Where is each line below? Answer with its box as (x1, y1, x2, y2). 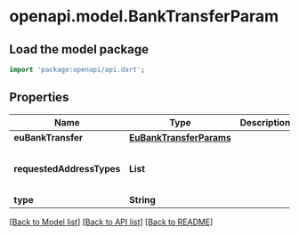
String (128, 193, 156, 206)
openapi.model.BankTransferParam (9, 6, 279, 27)
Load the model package (9, 42, 149, 57)
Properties (9, 90, 69, 105)
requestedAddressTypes (13, 162, 121, 174)
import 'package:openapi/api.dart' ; (9, 65, 145, 74)
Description (239, 116, 291, 128)
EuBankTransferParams (128, 131, 231, 143)
